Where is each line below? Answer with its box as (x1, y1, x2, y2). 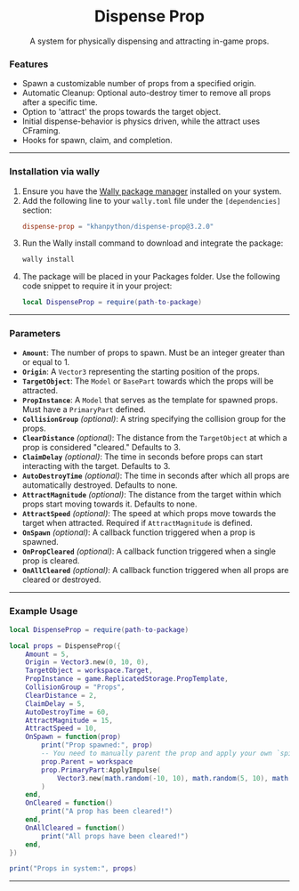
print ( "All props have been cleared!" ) (41, 831, 190, 840)
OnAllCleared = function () (25, 823, 125, 832)
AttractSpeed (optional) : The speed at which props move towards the (21, 508, 277, 519)
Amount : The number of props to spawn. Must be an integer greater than (21, 347, 286, 358)
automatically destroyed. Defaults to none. (21, 480, 178, 490)
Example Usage (9, 605, 78, 618)
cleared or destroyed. (21, 574, 101, 585)
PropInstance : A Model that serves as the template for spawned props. (21, 394, 279, 406)
